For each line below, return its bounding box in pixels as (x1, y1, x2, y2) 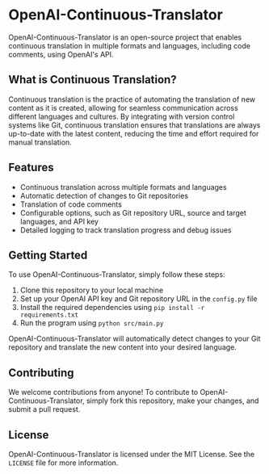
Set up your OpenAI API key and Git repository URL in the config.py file (19, 294, 258, 304)
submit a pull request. (8, 405, 81, 414)
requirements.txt (19, 311, 79, 320)
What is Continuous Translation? (8, 73, 177, 86)
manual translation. (8, 137, 73, 147)
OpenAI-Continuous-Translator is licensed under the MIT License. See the (8, 450, 255, 459)
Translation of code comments (19, 199, 123, 209)
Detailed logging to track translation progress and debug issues (19, 224, 232, 235)
